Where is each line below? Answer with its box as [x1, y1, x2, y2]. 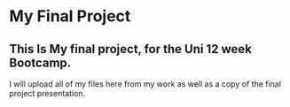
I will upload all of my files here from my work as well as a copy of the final [9, 79, 282, 89]
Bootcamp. [9, 55, 72, 70]
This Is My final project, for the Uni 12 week [9, 42, 253, 57]
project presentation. [9, 88, 86, 98]
